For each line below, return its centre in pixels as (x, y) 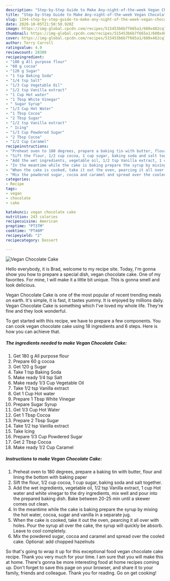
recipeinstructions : (27, 147)
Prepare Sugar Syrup (35, 404)
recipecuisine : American (32, 221)
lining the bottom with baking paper (50, 477)
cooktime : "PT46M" (25, 231)
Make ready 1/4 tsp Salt (38, 377)
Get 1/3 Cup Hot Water (36, 409)
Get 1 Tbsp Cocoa (32, 415)
